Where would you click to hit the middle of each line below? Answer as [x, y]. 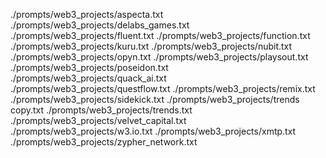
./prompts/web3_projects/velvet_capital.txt [98, 120]
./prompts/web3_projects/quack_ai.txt [88, 78]
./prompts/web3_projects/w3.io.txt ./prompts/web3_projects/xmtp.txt [153, 131]
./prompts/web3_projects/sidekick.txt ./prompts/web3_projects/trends [155, 99]
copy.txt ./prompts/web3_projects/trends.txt [101, 110]
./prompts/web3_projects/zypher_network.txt [104, 142]
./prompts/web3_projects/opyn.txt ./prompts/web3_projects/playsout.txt [159, 57]
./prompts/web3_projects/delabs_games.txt [100, 25]
